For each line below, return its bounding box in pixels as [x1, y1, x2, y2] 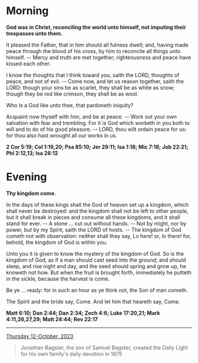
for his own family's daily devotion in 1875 [20, 350, 123, 357]
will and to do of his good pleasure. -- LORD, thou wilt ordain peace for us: [6, 126, 187, 133]
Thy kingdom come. [6, 190, 57, 197]
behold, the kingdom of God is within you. [6, 239, 108, 246]
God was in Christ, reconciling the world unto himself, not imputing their [6, 24, 187, 31]
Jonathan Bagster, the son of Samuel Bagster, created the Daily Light [20, 344, 189, 351]
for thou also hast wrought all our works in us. [6, 131, 118, 139]
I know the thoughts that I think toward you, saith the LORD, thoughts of [6, 71, 180, 78]
